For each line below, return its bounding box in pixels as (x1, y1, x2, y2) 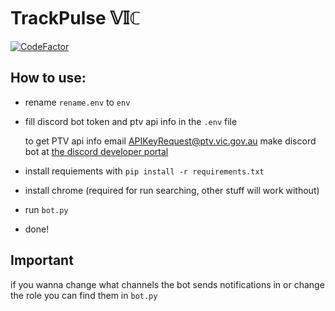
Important (10, 252, 74, 269)
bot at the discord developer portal (24, 145, 169, 157)
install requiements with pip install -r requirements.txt (24, 165, 265, 177)
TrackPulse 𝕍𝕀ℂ (10, 7, 142, 30)
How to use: (10, 70, 87, 87)
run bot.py (24, 203, 69, 215)
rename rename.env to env (24, 96, 131, 108)
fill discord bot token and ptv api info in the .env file (24, 115, 238, 127)
